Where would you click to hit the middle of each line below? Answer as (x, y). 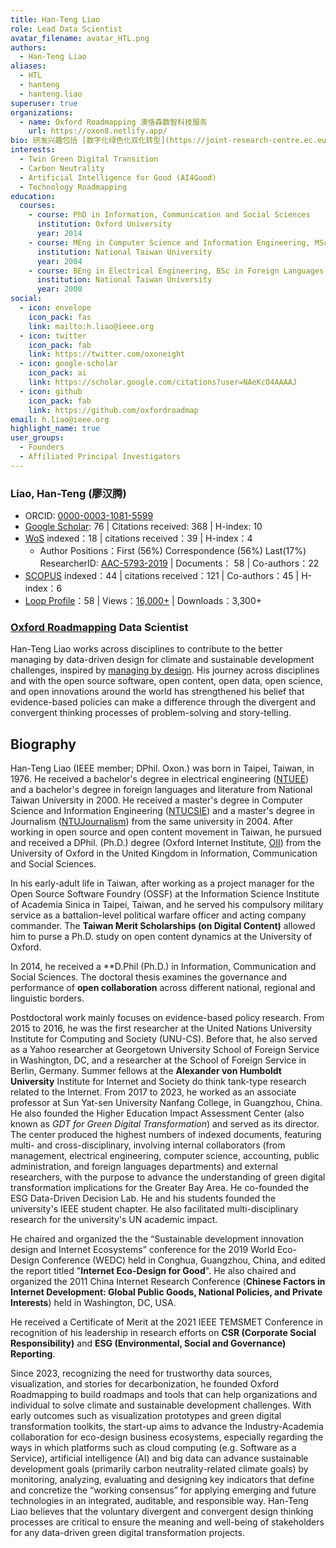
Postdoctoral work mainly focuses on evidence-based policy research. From (167, 1018)
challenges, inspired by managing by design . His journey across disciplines (165, 670)
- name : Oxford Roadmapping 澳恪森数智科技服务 (113, 122)
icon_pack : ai (57, 373)
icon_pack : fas (60, 317)
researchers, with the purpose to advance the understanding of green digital (168, 1177)
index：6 (43, 588)
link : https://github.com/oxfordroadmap (113, 410)
